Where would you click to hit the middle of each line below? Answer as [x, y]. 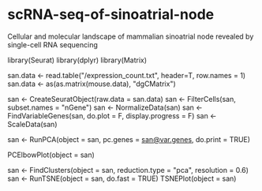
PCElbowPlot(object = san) [51, 155]
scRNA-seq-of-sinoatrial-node [111, 15]
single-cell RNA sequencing [52, 44]
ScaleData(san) [32, 124]
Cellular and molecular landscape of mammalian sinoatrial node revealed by [131, 36]
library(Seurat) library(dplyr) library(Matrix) [77, 60]
